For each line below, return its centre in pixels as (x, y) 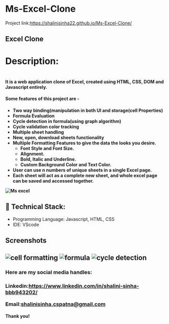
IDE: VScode (26, 225)
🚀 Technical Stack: (35, 207)
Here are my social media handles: (49, 272)
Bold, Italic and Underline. (48, 159)
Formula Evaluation (34, 116)
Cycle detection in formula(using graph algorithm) (67, 121)
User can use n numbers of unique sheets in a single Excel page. (82, 170)
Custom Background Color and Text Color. (66, 164)
